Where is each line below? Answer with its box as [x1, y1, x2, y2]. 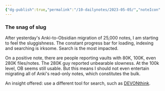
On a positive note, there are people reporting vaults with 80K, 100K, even [5, 55, 156, 61]
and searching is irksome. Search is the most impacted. [5, 45, 119, 51]
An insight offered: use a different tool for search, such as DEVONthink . [5, 80, 151, 86]
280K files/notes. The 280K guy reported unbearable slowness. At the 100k [5, 60, 160, 66]
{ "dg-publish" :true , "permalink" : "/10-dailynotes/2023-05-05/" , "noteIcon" [5, 7, 161, 12]
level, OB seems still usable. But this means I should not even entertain [5, 65, 150, 71]
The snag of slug [5, 23, 47, 30]
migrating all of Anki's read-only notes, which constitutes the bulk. [5, 70, 141, 77]
